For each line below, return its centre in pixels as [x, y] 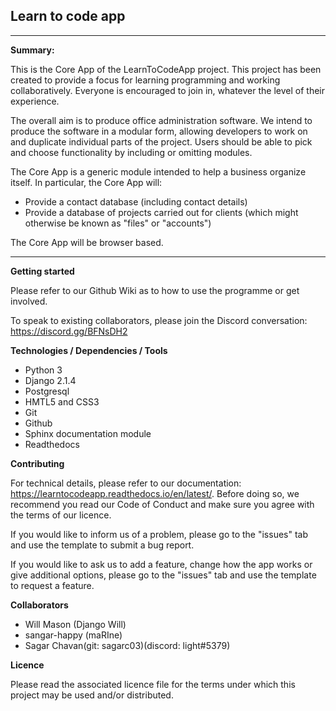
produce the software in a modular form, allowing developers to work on [159, 131]
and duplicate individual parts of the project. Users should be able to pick [161, 141]
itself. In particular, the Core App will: [86, 182]
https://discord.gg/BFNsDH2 [69, 331]
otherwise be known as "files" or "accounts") [118, 223]
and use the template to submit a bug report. [102, 545]
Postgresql [47, 391]
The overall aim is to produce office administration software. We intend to [161, 120]
